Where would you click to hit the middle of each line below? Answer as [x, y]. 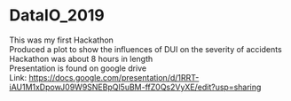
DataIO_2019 [57, 16]
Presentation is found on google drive [78, 68]
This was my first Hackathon [61, 40]
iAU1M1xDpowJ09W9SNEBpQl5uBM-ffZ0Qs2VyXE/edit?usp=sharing [135, 87]
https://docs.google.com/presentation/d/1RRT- [114, 77]
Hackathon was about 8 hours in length [81, 58]
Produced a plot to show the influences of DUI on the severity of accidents [145, 49]
